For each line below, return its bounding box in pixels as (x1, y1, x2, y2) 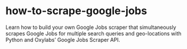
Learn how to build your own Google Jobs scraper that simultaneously (5, 24, 176, 31)
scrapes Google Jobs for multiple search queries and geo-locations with (5, 30, 182, 37)
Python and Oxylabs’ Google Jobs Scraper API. (5, 36, 120, 43)
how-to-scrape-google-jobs (5, 4, 147, 18)
